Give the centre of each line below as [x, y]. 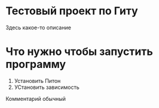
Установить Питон [37, 81]
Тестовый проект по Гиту [72, 11]
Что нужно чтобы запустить [79, 52]
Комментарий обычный [36, 98]
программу [36, 64]
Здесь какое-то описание [38, 27]
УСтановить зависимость [47, 87]
